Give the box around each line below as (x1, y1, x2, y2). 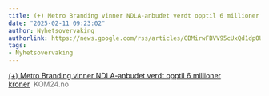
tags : (8, 42, 26, 50)
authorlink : (8, 34, 48, 42)
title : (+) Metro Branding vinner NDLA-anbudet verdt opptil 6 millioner (8, 11, 260, 20)
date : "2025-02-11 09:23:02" (8, 19, 106, 27)
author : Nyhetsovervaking (8, 26, 94, 34)
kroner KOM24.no (8, 79, 70, 89)
